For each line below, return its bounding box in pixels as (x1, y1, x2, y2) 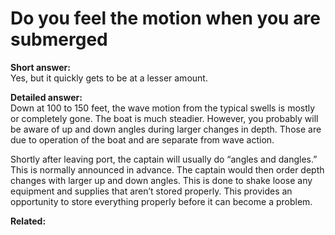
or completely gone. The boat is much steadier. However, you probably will (10, 112, 319, 124)
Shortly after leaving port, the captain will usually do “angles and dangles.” (10, 153, 318, 165)
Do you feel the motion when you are (10, 7, 321, 30)
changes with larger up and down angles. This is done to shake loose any (10, 174, 313, 186)
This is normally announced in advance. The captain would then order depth (10, 163, 325, 176)
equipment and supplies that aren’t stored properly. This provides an (10, 185, 293, 197)
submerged (10, 28, 108, 51)
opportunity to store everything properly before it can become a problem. (10, 195, 313, 207)
